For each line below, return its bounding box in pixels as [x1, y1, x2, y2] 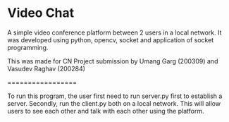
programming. [7, 43, 49, 51]
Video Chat [7, 5, 75, 21]
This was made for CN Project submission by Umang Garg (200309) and [7, 56, 218, 65]
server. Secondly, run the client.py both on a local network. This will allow [7, 99, 221, 107]
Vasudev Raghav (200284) [7, 64, 86, 73]
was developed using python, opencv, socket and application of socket [7, 35, 214, 44]
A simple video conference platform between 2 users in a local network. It [7, 28, 222, 37]
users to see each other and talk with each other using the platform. [7, 106, 204, 115]
